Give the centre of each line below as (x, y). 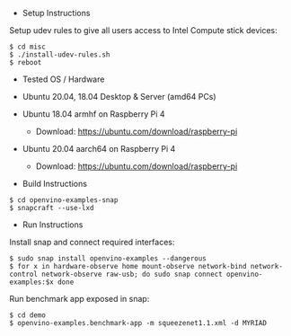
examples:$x (31, 282)
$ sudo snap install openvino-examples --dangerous (108, 259)
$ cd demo (28, 315)
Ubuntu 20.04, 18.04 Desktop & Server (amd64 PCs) (119, 97)
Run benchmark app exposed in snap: (79, 299)
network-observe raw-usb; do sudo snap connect (132, 274)
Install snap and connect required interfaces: (92, 242)
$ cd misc (28, 47)
